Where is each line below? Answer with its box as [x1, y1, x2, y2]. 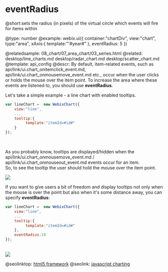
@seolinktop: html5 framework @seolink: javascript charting [5, 261, 130, 267]
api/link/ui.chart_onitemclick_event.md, [5, 66, 87, 72]
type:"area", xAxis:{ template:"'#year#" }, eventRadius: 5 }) [5, 40, 127, 46]
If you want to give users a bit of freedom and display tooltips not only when [5, 184, 163, 190]
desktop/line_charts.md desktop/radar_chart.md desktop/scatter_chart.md [5, 55, 160, 61]
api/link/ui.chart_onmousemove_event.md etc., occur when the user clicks [5, 71, 159, 77]
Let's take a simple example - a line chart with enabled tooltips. [5, 92, 136, 98]
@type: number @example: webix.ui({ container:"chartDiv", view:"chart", [5, 35, 156, 41]
